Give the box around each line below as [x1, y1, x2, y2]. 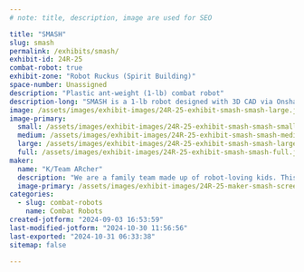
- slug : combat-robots [17, 199, 103, 208]
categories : [9, 189, 54, 199]
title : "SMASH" [9, 29, 67, 39]
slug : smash [9, 38, 54, 47]
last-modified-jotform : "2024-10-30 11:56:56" [9, 223, 188, 232]
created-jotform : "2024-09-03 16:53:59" [9, 215, 165, 224]
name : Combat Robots [25, 207, 103, 216]
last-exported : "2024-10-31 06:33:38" [9, 232, 156, 241]
